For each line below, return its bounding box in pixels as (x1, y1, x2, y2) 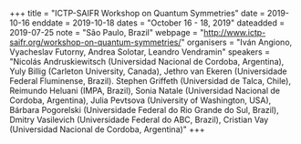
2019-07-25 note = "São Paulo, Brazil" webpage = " (9, 27, 204, 37)
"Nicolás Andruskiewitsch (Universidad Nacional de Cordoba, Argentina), (9, 57, 285, 67)
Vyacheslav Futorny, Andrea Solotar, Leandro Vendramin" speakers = (9, 46, 271, 57)
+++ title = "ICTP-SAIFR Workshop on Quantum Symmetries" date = (9, 8, 266, 18)
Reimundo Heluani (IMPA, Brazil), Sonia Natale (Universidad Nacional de (9, 86, 281, 96)
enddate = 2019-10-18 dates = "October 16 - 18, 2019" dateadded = (31, 17, 285, 28)
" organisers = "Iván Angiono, (181, 36, 293, 47)
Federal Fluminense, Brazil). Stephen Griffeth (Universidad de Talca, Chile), (9, 76, 292, 86)
